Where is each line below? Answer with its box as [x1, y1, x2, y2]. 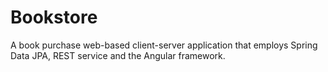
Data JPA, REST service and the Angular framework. [10, 49, 226, 61]
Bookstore [10, 6, 98, 29]
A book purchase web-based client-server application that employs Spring [10, 39, 318, 51]
